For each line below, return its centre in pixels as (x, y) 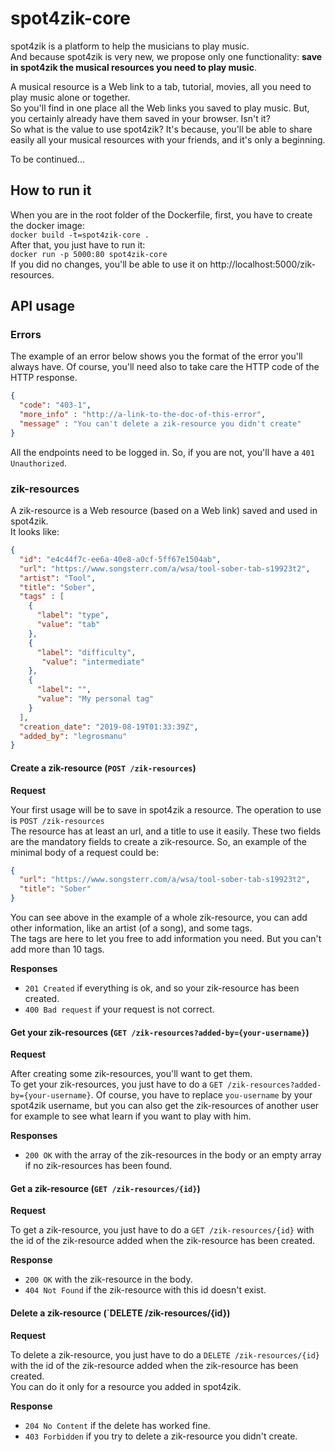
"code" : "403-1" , (55, 405)
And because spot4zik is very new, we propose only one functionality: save (166, 56)
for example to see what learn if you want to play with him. (131, 1116)
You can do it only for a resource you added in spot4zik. (126, 1386)
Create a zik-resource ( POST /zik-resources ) (103, 768)
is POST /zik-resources (57, 820)
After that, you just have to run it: (78, 244)
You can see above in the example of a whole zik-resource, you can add (159, 918)
